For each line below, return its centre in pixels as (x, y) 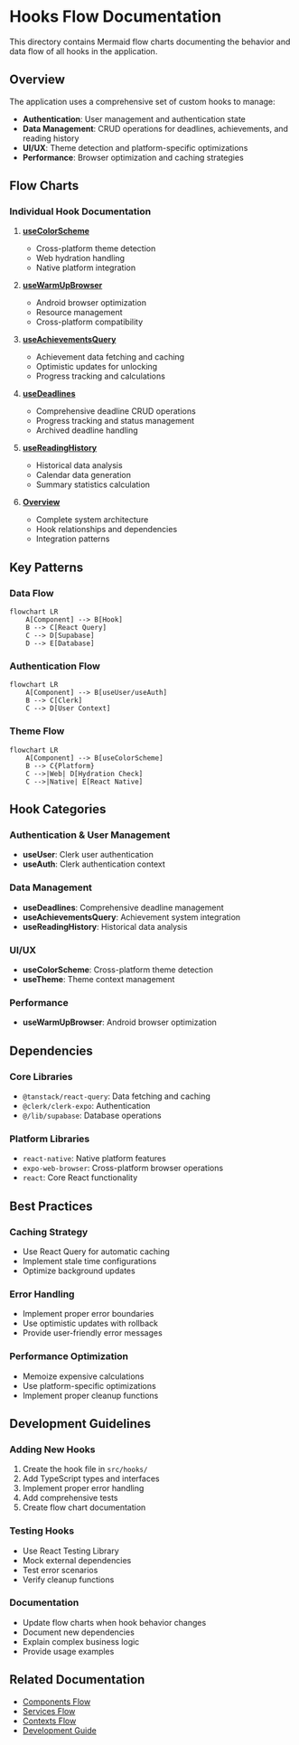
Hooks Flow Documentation (116, 17)
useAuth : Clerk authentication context (93, 864)
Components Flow (56, 1702)
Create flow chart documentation (84, 1507)
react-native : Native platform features (94, 1159)
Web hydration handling (80, 258)
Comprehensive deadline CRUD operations (116, 411)
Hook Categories (58, 809)
